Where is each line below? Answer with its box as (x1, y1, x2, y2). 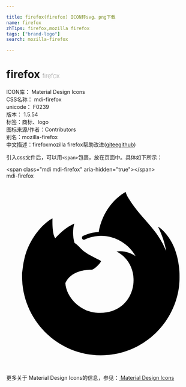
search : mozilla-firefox (6, 37, 68, 43)
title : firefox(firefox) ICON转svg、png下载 (6, 14, 116, 20)
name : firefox (6, 19, 42, 26)
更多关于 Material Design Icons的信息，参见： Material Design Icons (6, 374, 175, 382)
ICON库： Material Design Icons (6, 88, 85, 96)
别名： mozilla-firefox (6, 134, 58, 141)
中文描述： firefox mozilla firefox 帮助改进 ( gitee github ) (6, 141, 136, 148)
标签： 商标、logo (6, 119, 49, 126)
